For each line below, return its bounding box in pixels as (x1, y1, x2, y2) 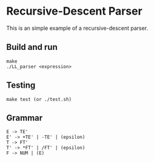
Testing (6, 80, 36, 91)
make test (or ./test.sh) (6, 96, 72, 102)
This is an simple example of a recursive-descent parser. (6, 24, 149, 32)
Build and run (6, 42, 58, 52)
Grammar (6, 113, 43, 123)
